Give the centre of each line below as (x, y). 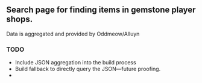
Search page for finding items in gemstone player (101, 10)
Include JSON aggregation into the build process (76, 63)
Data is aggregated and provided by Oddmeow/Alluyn (73, 34)
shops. (20, 20)
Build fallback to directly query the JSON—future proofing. (88, 69)
